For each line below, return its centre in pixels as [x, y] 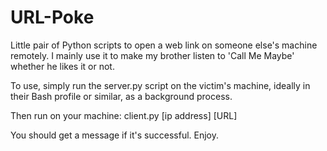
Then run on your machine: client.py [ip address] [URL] [124, 115]
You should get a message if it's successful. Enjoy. [115, 135]
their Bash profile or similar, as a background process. [121, 96]
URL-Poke [52, 17]
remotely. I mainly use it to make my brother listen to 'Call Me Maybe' [152, 55]
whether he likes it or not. [62, 66]
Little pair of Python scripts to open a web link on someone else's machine [164, 45]
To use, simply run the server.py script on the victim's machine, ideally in [160, 85]
